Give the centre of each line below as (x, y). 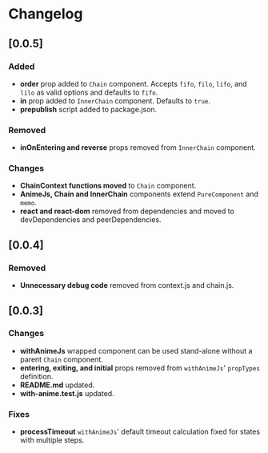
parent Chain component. (62, 359)
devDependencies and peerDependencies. (90, 220)
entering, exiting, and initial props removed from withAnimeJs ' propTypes (140, 368)
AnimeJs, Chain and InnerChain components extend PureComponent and (139, 194)
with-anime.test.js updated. (67, 393)
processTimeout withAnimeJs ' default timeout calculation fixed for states (140, 432)
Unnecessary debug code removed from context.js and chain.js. (127, 285)
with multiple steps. (52, 440)
